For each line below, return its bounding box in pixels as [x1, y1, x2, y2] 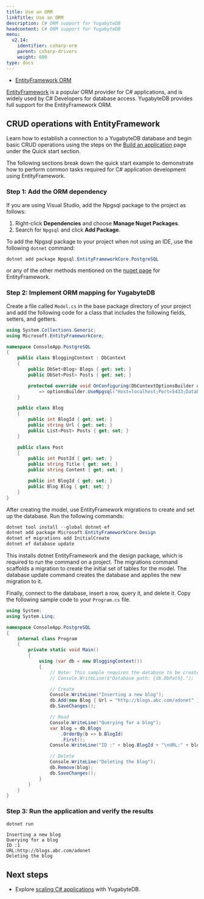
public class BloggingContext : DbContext [17, 355, 126, 361]
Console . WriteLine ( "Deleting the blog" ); [49, 759, 156, 765]
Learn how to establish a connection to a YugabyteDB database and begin [6, 135, 192, 142]
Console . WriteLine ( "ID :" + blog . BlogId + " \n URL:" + [49, 742, 189, 748]
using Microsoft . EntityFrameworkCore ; [6, 332, 104, 339]
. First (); [60, 736, 86, 743]
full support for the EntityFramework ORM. [6, 101, 112, 108]
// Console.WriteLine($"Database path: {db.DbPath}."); [49, 675, 194, 681]
